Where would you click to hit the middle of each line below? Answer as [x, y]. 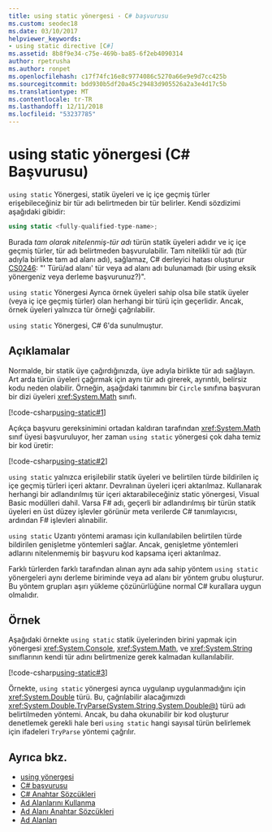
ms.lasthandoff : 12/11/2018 [56, 107]
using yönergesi [47, 777]
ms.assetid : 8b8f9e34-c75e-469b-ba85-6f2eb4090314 [96, 54]
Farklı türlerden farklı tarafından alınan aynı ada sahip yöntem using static [134, 568]
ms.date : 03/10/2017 [43, 31]
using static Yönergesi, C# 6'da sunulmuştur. [86, 325]
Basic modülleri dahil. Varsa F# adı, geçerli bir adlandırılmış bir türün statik [132, 503]
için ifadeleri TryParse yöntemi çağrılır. [72, 732]
